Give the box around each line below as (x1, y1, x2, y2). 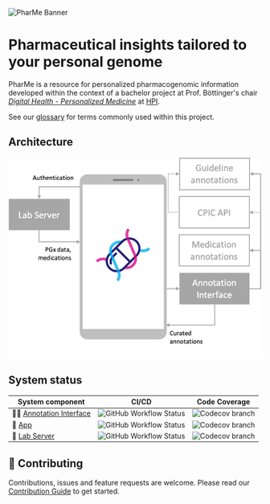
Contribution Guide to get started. (8, 486, 121, 496)
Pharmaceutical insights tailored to (8, 36, 247, 54)
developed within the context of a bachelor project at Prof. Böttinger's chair (8, 88, 259, 97)
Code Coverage (196, 397, 251, 407)
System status (8, 374, 83, 387)
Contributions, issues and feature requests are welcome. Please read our (8, 478, 251, 488)
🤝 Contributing (8, 457, 84, 470)
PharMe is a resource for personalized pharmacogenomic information (8, 79, 239, 88)
